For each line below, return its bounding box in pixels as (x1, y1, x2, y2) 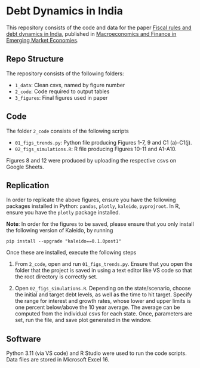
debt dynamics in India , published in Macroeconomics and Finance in (6, 30, 177, 37)
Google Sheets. (6, 163, 44, 170)
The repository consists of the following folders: (6, 70, 124, 77)
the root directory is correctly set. (14, 273, 98, 280)
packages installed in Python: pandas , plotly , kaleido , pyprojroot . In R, (6, 203, 180, 210)
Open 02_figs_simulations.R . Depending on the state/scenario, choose (14, 285, 191, 292)
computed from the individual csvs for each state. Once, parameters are (14, 310, 193, 317)
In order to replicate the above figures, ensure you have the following (6, 196, 176, 204)
